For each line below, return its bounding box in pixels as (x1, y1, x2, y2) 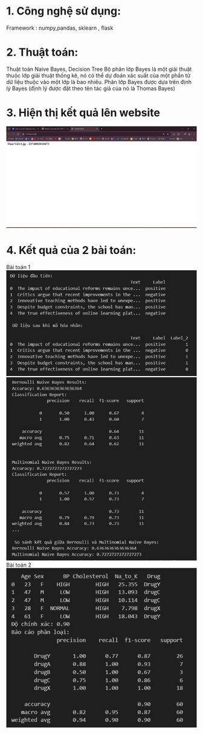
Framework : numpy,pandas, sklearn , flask (6, 24, 114, 31)
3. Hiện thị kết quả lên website (6, 106, 160, 120)
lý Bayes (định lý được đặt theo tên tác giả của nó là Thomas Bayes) (6, 85, 175, 92)
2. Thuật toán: (6, 45, 79, 59)
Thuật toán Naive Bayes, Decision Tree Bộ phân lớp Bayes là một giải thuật (6, 65, 192, 73)
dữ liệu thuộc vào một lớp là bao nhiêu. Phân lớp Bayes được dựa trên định (6, 78, 192, 85)
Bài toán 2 (6, 561, 31, 568)
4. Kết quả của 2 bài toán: (6, 244, 137, 258)
